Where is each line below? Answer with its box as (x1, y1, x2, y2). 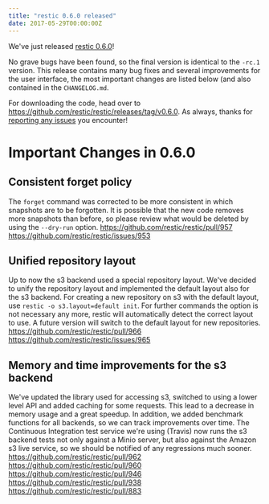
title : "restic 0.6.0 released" (8, 11, 116, 20)
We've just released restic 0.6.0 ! (8, 41, 115, 51)
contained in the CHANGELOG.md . (8, 82, 110, 92)
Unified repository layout (8, 254, 137, 268)
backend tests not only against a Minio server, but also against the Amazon (8, 435, 257, 445)
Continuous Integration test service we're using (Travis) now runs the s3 (8, 427, 247, 436)
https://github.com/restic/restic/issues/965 (8, 335, 151, 345)
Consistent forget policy (8, 175, 132, 189)
